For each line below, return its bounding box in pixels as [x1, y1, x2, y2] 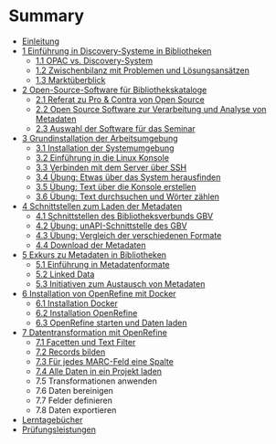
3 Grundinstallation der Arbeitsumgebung [21, 132, 179, 143]
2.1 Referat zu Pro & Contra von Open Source [35, 93, 205, 105]
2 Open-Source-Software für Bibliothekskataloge [21, 84, 207, 95]
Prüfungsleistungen [21, 424, 97, 435]
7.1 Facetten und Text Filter [35, 336, 136, 347]
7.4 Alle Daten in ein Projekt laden [35, 365, 162, 376]
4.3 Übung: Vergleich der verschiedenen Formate [35, 229, 222, 240]
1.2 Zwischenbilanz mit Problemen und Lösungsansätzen [35, 65, 250, 76]
